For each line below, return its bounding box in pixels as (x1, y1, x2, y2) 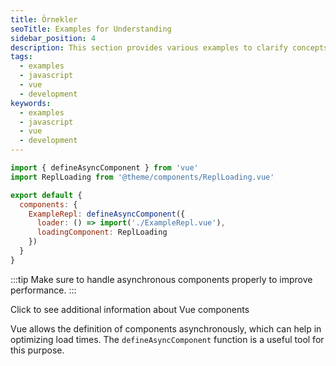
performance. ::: (10, 284, 77, 296)
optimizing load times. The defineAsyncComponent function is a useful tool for (10, 333, 325, 345)
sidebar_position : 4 (10, 33, 97, 43)
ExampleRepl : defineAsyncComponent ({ (28, 209, 186, 219)
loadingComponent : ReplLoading (36, 227, 168, 238)
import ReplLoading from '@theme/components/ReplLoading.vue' (10, 172, 275, 182)
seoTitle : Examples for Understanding (10, 24, 172, 34)
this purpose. (10, 344, 65, 356)
